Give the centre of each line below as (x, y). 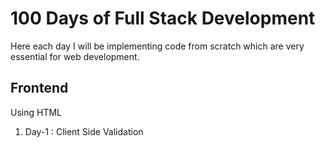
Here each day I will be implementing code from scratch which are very (157, 46)
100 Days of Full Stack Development (163, 18)
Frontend (39, 88)
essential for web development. (75, 56)
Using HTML (36, 112)
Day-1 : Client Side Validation (84, 131)
